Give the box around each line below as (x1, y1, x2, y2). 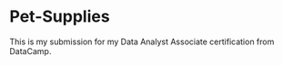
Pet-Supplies (9, 6, 111, 27)
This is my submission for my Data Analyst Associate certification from (9, 36, 275, 47)
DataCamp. (9, 45, 52, 56)
